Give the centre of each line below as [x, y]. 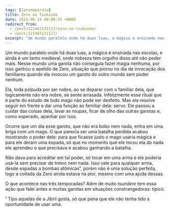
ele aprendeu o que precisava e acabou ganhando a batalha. [69, 148]
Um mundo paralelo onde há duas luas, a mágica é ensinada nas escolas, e [84, 52]
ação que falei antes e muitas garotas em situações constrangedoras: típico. [85, 189]
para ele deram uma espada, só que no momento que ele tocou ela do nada [84, 142]
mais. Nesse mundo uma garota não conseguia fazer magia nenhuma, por [82, 63]
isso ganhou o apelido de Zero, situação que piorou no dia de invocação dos [85, 68]
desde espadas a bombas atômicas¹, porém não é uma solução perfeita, [81, 168]
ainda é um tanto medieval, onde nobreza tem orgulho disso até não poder [83, 58]
